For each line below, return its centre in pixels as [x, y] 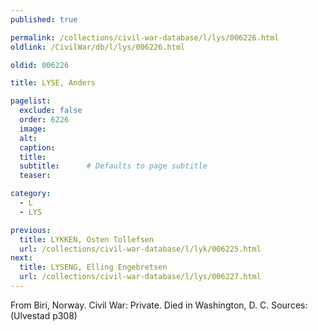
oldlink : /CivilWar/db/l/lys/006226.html [98, 47]
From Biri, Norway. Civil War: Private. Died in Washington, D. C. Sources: [159, 305]
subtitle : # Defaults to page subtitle [113, 166]
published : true [44, 19]
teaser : [35, 176]
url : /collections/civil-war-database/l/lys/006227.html [140, 277]
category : [31, 194]
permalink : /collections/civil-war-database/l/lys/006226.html [145, 37]
